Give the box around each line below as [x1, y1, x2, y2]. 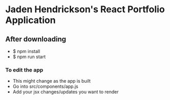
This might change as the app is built [12, 78, 91, 84]
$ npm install [12, 48, 40, 54]
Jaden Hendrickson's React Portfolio [5, 4, 165, 15]
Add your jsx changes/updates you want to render [12, 89, 119, 95]
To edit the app [5, 66, 44, 73]
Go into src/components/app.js [12, 83, 78, 90]
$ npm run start [12, 54, 46, 60]
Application [5, 14, 56, 26]
